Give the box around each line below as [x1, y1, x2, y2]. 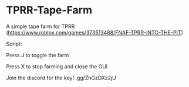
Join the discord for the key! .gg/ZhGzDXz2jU [6, 74, 116, 81]
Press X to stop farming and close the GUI [6, 62, 108, 70]
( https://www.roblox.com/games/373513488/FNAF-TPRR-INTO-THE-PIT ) [6, 29, 183, 36]
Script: [6, 40, 22, 47]
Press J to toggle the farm [6, 51, 69, 58]
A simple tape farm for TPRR [6, 23, 75, 30]
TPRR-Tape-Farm [6, 4, 93, 17]
